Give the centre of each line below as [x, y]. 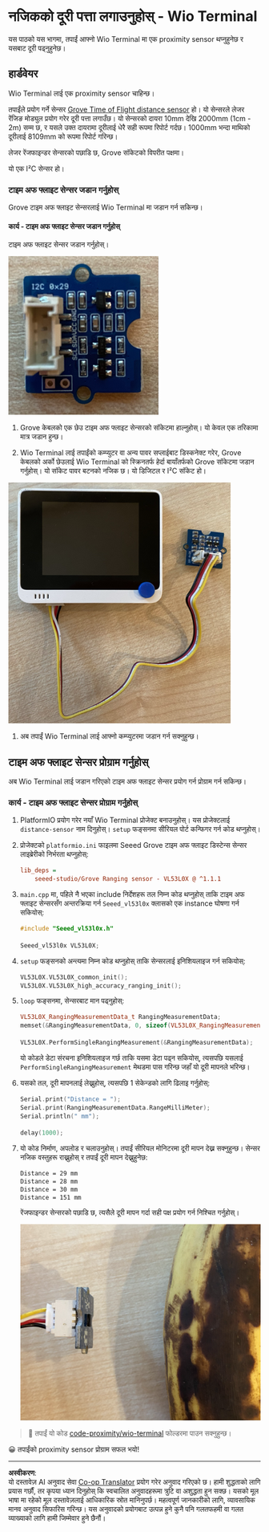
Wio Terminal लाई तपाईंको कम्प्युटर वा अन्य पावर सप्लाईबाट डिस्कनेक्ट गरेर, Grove [130, 453]
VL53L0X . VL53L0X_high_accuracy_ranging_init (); [100, 986]
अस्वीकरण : [23, 1473]
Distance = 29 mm [49, 1174]
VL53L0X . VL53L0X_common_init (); [74, 977]
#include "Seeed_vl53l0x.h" [66, 929]
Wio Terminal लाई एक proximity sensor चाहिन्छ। [82, 93]
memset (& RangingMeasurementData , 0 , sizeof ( [95, 1026]
